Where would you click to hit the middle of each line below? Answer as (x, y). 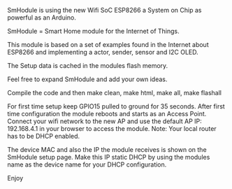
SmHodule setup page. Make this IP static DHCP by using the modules (109, 157)
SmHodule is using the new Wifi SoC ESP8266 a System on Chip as (104, 10)
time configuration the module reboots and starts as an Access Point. (107, 114)
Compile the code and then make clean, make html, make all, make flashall (115, 93)
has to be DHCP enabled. (44, 136)
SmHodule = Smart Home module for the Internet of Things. (93, 31)
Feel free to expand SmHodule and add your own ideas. (87, 79)
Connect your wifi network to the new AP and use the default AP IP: (105, 121)
